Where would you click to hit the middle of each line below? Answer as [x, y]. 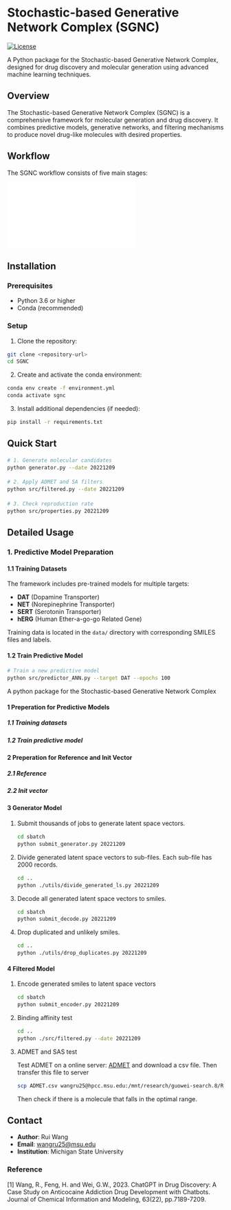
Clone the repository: [47, 341]
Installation [32, 266]
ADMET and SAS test [47, 1052]
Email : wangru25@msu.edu [56, 1145]
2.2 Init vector [27, 791]
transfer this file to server [53, 1072]
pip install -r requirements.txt [55, 422]
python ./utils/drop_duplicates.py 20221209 [82, 953]
